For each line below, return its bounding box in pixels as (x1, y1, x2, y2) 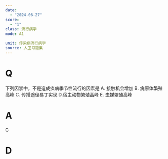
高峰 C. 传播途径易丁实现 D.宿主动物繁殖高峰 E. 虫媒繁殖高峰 (5, 91, 132, 97)
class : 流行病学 (5, 27, 37, 32)
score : (5, 17, 19, 22)
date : (5, 7, 17, 13)
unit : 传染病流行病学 (5, 41, 46, 46)
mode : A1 (5, 31, 24, 36)
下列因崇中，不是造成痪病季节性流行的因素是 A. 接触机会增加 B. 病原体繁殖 (5, 85, 163, 91)
